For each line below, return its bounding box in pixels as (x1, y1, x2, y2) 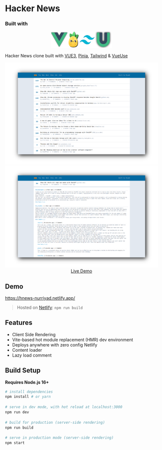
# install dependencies (5, 389, 53, 394)
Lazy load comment (12, 352, 52, 358)
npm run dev (5, 410, 29, 415)
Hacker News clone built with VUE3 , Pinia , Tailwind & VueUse (5, 53, 128, 58)
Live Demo (71, 268, 92, 274)
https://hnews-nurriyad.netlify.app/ (5, 295, 75, 301)
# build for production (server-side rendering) (5, 420, 105, 425)
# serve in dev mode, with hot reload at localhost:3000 (5, 405, 123, 410)
